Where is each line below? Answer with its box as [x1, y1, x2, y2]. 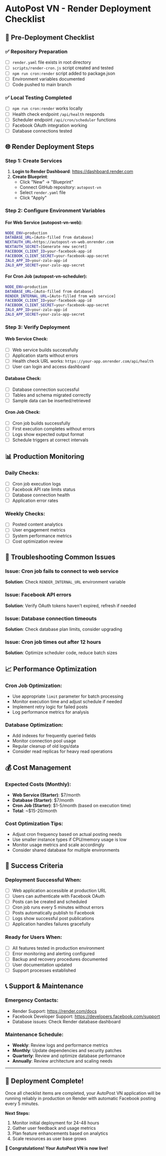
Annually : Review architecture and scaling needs [12, 1058, 113, 1064]
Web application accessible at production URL [12, 887, 107, 893]
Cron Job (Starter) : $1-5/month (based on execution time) [12, 802, 131, 808]
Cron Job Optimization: [5, 682, 62, 689]
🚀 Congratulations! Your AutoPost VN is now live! [5, 1145, 108, 1151]
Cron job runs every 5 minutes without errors [12, 904, 104, 911]
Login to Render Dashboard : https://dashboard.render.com [12, 169, 133, 175]
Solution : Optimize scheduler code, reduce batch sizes [5, 650, 118, 656]
